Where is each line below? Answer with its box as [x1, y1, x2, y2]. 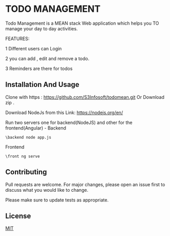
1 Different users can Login [5, 45, 62, 51]
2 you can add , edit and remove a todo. [5, 55, 90, 62]
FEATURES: [5, 35, 30, 42]
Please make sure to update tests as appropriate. [5, 196, 109, 203]
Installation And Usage [5, 80, 79, 89]
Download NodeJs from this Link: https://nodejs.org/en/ [5, 109, 123, 116]
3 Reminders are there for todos [5, 65, 73, 71]
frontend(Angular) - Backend [5, 124, 67, 131]
